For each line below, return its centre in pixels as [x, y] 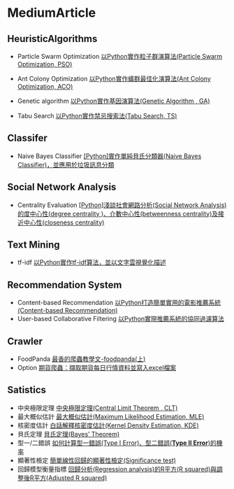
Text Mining [34, 245]
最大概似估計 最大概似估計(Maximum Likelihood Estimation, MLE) [111, 416]
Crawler [25, 341]
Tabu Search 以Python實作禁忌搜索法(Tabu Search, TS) [97, 116]
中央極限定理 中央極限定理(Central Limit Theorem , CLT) [97, 408]
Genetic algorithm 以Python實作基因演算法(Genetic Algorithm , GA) [114, 101]
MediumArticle [52, 13]
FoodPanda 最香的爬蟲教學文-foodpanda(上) [81, 359]
